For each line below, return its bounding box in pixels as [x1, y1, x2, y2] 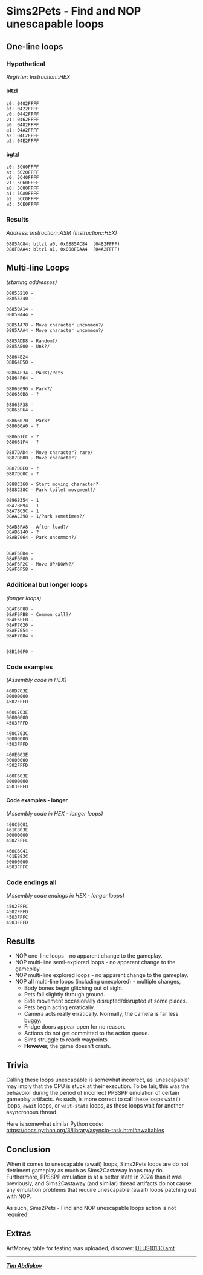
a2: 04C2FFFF [6, 132, 39, 139]
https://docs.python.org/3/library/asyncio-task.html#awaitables [6, 1127, 164, 1134]
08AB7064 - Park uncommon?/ [6, 535, 77, 541]
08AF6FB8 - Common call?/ [6, 611, 71, 617]
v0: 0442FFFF [6, 111, 39, 118]
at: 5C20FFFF [6, 169, 39, 175]
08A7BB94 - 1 [6, 502, 39, 509]
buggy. [24, 1016, 42, 1024]
